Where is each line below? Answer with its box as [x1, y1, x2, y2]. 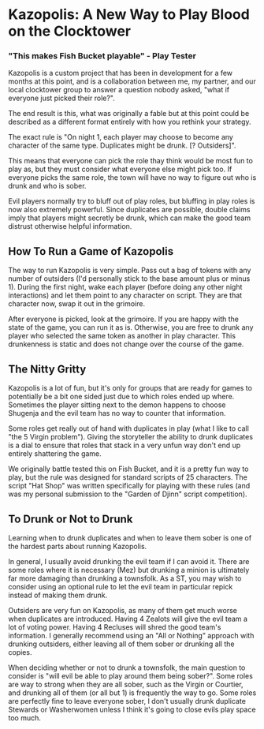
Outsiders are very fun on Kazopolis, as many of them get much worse [8, 605, 238, 615]
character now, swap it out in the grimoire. [8, 299, 146, 308]
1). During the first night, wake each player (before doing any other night [8, 282, 243, 292]
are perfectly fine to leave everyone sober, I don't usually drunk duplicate [8, 696, 247, 705]
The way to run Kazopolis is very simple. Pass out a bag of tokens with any [8, 266, 251, 275]
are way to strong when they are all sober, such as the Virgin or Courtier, [8, 679, 244, 689]
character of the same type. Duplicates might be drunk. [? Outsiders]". [8, 140, 236, 151]
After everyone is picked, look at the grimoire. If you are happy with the [8, 314, 239, 324]
